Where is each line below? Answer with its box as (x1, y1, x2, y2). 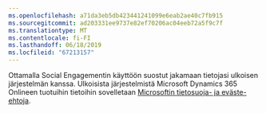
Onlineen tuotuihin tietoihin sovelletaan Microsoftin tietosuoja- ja (8, 88, 220, 96)
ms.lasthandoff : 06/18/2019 (8, 41, 102, 49)
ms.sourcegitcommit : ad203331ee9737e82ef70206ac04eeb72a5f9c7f (8, 19, 224, 27)
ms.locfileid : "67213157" (8, 49, 94, 56)
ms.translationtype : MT (8, 26, 88, 34)
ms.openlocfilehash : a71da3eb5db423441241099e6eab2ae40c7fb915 (8, 11, 224, 20)
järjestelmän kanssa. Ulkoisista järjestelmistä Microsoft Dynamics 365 (8, 79, 238, 88)
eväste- (220, 88, 247, 96)
